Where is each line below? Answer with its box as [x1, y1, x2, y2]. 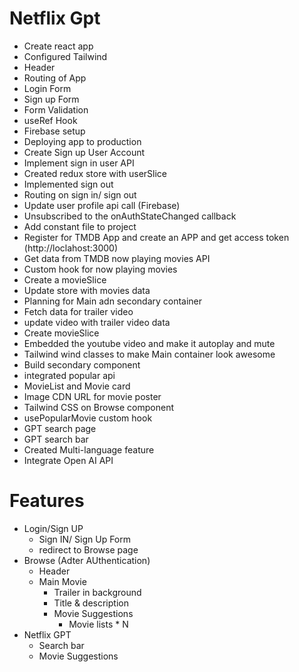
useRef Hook [23, 114, 78, 126]
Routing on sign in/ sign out [23, 188, 137, 201]
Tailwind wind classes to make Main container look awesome [23, 348, 276, 360]
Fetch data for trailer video [23, 305, 134, 317]
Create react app [23, 40, 94, 52]
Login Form [23, 82, 72, 94]
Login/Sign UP [23, 522, 84, 534]
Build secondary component [23, 358, 141, 371]
